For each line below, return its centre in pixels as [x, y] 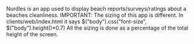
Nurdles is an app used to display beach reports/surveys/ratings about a [96, 9]
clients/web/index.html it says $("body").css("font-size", [76, 21]
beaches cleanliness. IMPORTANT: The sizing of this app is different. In [95, 15]
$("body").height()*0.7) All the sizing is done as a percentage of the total [97, 28]
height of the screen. [32, 34]
